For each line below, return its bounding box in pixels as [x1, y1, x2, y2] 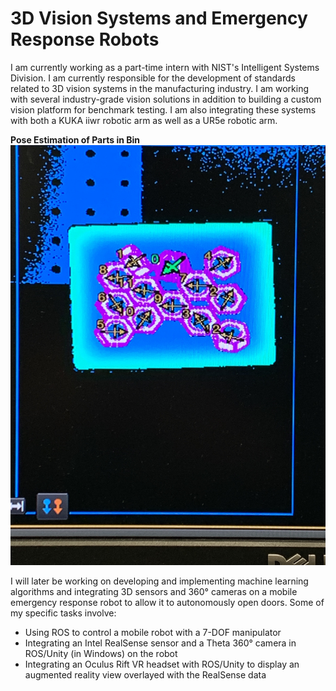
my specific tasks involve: [10, 607, 117, 619]
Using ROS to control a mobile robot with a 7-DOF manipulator [24, 626, 282, 638]
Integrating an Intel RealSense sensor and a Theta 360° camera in [24, 637, 297, 649]
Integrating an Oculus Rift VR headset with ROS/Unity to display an [24, 658, 300, 670]
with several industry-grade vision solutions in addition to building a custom [10, 93, 322, 105]
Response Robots [10, 28, 160, 51]
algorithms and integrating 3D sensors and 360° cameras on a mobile [10, 585, 298, 597]
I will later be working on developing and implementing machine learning [10, 575, 309, 587]
